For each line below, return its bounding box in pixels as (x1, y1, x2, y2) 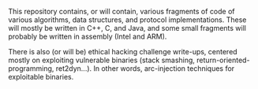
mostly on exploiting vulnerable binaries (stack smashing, (8, 55, 196, 65)
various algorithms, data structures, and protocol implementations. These (8, 15, 247, 24)
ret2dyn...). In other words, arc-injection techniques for (55, 64, 235, 73)
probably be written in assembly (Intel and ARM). (8, 32, 167, 41)
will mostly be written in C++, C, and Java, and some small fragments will (8, 24, 247, 32)
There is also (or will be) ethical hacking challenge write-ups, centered (8, 47, 238, 56)
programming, (8, 64, 54, 73)
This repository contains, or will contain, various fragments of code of (8, 7, 235, 16)
